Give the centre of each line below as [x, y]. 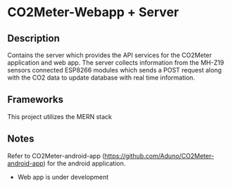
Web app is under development [63, 177]
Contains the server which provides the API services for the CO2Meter [110, 55]
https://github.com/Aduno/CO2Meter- [160, 156]
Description [33, 38]
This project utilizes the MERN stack [60, 116]
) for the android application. [85, 163]
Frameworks [36, 100]
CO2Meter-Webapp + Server [93, 12]
